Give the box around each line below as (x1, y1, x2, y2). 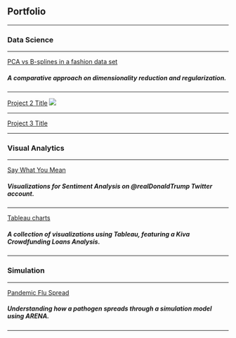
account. (7, 189, 35, 198)
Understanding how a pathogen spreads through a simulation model (7, 304, 212, 313)
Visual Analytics (7, 144, 65, 153)
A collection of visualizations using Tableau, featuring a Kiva (7, 230, 190, 238)
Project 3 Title (7, 119, 48, 127)
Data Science (7, 35, 54, 44)
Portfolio (7, 6, 46, 18)
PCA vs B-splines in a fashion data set (7, 58, 118, 66)
